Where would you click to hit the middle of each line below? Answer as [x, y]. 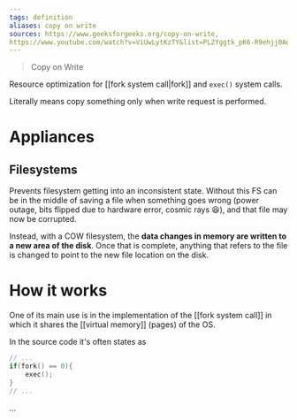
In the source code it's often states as [78, 342]
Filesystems [43, 169]
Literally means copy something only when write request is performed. [138, 102]
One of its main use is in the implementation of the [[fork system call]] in [141, 316]
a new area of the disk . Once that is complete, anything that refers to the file [148, 246]
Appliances [52, 137]
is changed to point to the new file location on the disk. [109, 255]
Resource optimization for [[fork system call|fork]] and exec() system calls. [146, 84]
